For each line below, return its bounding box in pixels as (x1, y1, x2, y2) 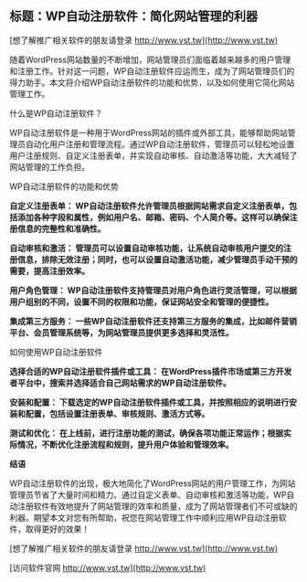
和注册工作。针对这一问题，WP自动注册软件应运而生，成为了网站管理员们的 (9, 65, 295, 76)
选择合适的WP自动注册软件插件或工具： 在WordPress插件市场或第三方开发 (9, 365, 292, 376)
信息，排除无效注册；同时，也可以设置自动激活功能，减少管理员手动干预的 (16, 254, 298, 265)
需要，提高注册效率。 (9, 265, 90, 276)
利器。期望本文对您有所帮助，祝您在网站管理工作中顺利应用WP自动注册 (9, 512, 279, 523)
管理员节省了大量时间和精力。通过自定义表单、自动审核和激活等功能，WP (9, 489, 287, 500)
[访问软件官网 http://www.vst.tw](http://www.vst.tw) (9, 562, 206, 573)
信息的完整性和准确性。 (16, 223, 106, 234)
